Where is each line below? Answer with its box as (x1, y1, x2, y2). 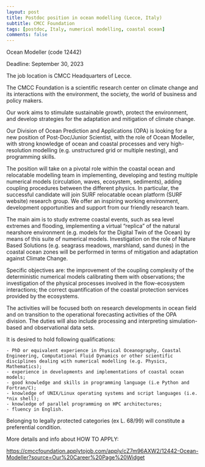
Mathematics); (6, 364, 43, 370)
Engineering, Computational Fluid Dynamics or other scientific (6, 353, 173, 359)
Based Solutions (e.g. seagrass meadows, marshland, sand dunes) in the (6, 242, 190, 249)
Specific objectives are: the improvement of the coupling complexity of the (6, 267, 194, 274)
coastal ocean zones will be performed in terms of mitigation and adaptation (6, 248, 198, 256)
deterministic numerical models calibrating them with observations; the (6, 273, 185, 281)
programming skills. (6, 153, 56, 161)
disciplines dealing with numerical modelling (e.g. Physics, (6, 358, 168, 364)
